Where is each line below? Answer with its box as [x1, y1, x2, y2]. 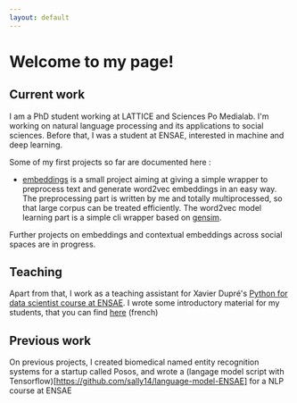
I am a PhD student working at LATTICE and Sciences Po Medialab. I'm [9, 111, 269, 122]
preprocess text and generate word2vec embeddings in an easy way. [21, 183, 277, 194]
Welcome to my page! [9, 51, 174, 71]
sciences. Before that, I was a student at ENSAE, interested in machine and [9, 130, 285, 140]
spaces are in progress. [9, 239, 96, 249]
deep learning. [9, 139, 62, 150]
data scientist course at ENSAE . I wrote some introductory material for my [9, 298, 280, 308]
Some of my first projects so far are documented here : [9, 156, 211, 167]
